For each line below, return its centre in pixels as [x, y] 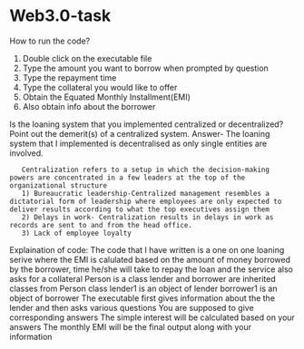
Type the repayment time [69, 77]
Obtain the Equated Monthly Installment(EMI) [106, 97]
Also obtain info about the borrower [89, 106]
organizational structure [58, 185]
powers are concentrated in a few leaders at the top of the [127, 178]
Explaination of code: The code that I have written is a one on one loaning [147, 249]
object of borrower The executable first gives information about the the [142, 298]
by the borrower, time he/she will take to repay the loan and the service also [151, 269]
